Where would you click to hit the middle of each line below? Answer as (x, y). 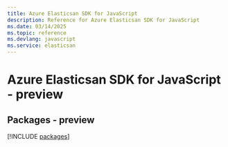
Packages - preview (51, 120)
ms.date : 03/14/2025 (37, 26)
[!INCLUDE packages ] (38, 136)
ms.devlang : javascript (42, 39)
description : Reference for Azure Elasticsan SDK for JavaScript (103, 20)
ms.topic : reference (37, 33)
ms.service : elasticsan (42, 46)
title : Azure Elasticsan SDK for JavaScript (72, 13)
